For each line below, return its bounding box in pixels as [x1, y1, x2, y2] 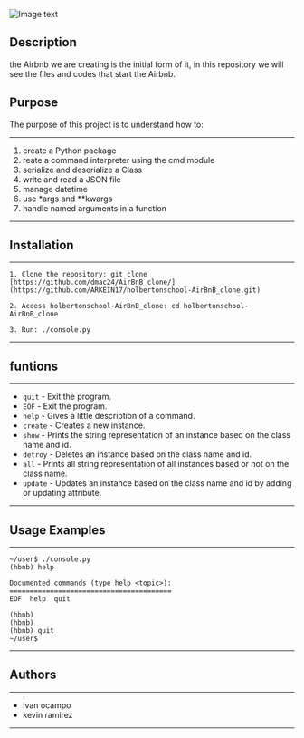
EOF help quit [9, 595, 71, 604]
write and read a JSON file [22, 173, 122, 185]
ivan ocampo [22, 699, 71, 711]
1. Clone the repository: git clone [9, 270, 147, 279]
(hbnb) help [9, 563, 54, 572]
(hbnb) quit [9, 626, 54, 636]
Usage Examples [9, 522, 106, 538]
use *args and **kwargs [22, 193, 113, 204]
